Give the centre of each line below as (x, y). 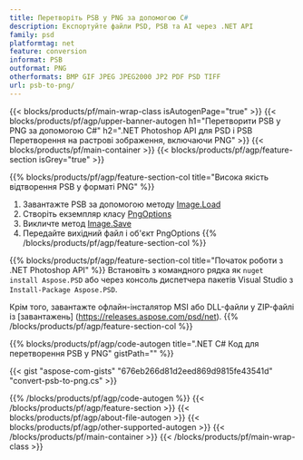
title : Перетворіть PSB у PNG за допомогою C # (99, 18)
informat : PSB (36, 60)
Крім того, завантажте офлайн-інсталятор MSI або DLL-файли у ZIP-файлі (152, 307)
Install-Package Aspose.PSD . (64, 289)
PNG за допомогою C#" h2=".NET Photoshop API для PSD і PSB (131, 130)
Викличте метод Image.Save (77, 223)
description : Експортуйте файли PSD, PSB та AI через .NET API (132, 26)
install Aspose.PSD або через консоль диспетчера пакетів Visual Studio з (151, 279)
